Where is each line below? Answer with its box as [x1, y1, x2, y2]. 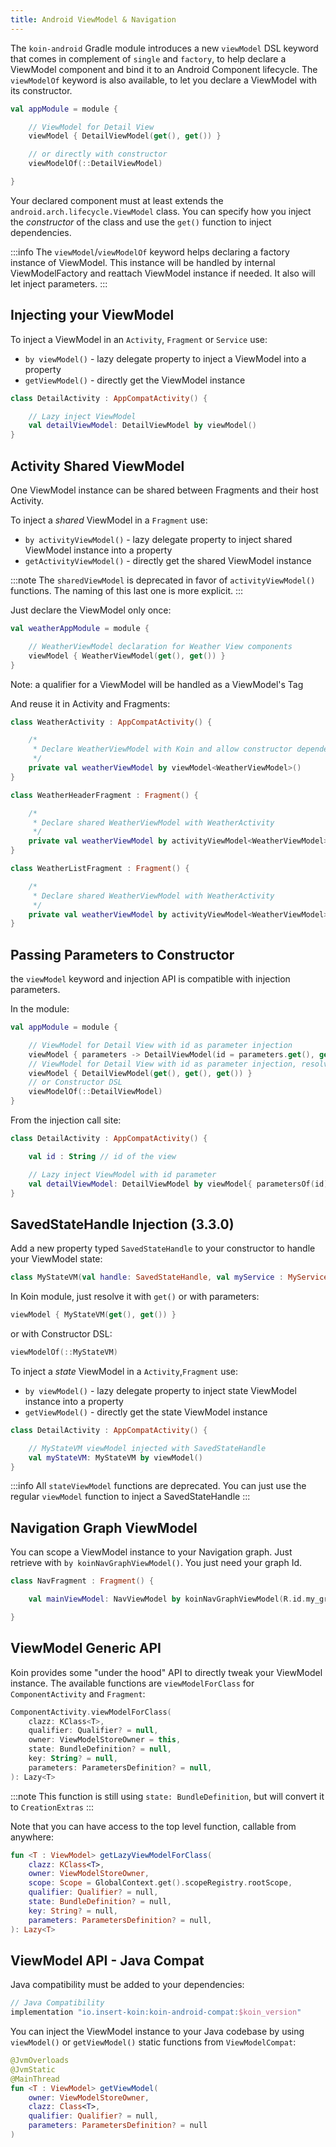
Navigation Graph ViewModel [10, 1519, 198, 1536]
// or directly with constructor [28, 149, 168, 160]
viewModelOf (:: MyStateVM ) [10, 1347, 118, 1357]
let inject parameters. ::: [10, 277, 108, 290]
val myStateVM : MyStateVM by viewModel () [28, 1452, 203, 1463]
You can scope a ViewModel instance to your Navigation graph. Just [10, 1546, 293, 1558]
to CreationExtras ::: [10, 1801, 95, 1813]
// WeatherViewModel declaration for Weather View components [28, 641, 293, 651]
